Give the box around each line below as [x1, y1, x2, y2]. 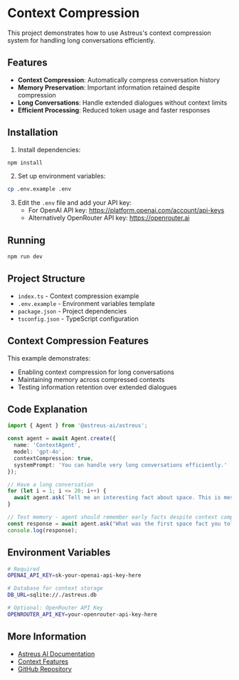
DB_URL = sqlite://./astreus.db [7, 592, 97, 599]
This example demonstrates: [7, 354, 91, 362]
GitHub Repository [17, 664, 73, 673]
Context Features [17, 657, 69, 666]
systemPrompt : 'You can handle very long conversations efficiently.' [14, 461, 228, 469]
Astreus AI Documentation [17, 649, 95, 658]
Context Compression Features [7, 335, 149, 347]
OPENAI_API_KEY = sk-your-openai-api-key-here [7, 572, 142, 579]
